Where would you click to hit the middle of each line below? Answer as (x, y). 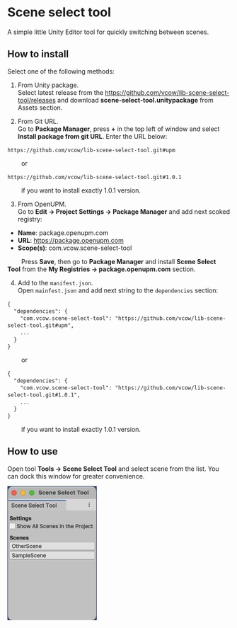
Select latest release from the (60, 92)
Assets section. (40, 108)
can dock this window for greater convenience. (76, 476)
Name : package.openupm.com (63, 233)
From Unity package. (48, 85)
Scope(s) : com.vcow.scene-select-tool (75, 248)
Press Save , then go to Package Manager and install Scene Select (118, 261)
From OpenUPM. (42, 204)
